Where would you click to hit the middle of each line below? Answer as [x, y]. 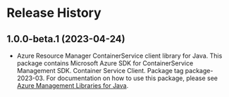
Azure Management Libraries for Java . [73, 85]
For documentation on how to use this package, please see [132, 78]
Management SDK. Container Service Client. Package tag [100, 71]
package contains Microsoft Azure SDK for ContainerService [105, 63]
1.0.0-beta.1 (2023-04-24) [66, 39]
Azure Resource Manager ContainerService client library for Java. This [119, 56]
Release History [54, 13]
